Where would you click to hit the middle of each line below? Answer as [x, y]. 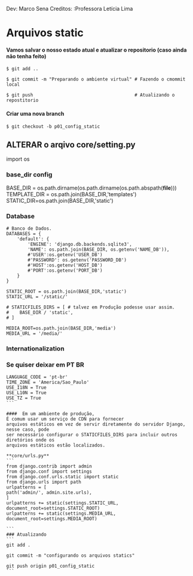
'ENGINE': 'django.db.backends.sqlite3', [80, 244]
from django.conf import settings [49, 472]
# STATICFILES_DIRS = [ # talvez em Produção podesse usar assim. [91, 307]
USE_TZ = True [24, 398]
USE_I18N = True [26, 388]
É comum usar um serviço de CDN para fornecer [65, 419]
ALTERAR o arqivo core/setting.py [71, 144]
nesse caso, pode [28, 430]
